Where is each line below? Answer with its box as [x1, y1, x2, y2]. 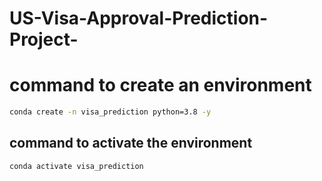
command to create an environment [9, 74, 312, 97]
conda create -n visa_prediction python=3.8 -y [9, 107, 212, 117]
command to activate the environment [9, 135, 253, 152]
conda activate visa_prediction [9, 161, 144, 171]
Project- [9, 28, 79, 51]
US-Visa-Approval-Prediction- [9, 7, 269, 30]
